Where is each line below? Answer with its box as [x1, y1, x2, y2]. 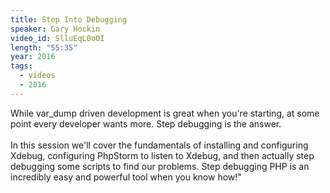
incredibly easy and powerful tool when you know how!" [10, 171, 242, 183]
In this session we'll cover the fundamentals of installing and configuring [10, 139, 309, 151]
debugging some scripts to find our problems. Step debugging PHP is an [10, 160, 310, 172]
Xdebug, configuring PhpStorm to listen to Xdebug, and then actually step [10, 149, 315, 161]
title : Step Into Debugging [10, 14, 128, 25]
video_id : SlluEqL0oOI [10, 33, 105, 43]
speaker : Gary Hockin [10, 24, 101, 34]
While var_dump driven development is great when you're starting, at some [10, 107, 320, 119]
